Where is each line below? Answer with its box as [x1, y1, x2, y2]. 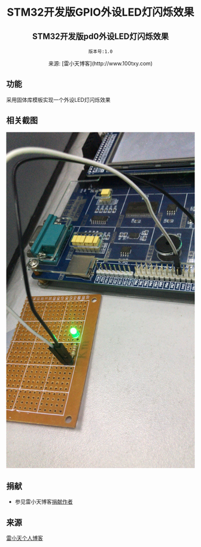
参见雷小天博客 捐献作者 [14, 498, 73, 506]
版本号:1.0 [88, 49, 113, 55]
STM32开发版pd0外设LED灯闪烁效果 [32, 31, 169, 41]
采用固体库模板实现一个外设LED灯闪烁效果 [6, 96, 111, 103]
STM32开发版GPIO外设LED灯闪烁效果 [7, 5, 194, 19]
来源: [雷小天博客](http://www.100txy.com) [48, 60, 153, 67]
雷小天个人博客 [6, 534, 43, 542]
